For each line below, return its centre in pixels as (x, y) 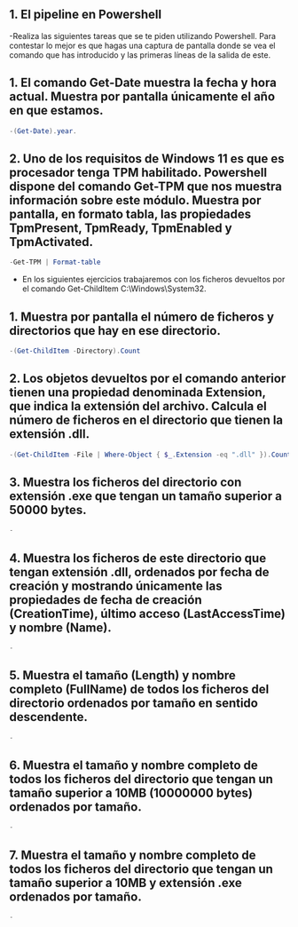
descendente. (49, 717)
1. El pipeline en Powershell (86, 15)
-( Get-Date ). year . (43, 131)
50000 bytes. (48, 510)
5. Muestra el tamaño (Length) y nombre (123, 675)
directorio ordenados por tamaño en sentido (134, 704)
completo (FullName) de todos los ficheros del (139, 689)
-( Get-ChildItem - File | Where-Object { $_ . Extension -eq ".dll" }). (141, 455)
